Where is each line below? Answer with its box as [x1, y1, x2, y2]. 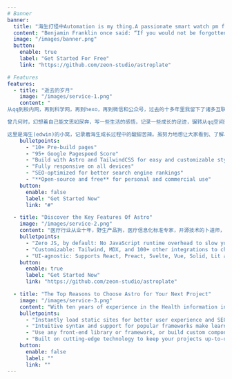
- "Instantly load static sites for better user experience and [25, 316, 215, 323]
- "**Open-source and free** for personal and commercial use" [25, 176, 212, 183]
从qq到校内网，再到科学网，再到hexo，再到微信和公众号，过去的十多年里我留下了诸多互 [7, 106, 221, 113]
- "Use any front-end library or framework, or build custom [25, 329, 206, 336]
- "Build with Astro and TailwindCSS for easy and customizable [25, 157, 215, 164]
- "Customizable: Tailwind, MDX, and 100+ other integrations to [25, 246, 217, 253]
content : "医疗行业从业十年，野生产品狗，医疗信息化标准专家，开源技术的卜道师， [19, 227, 226, 234]
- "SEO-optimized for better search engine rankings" [25, 170, 184, 177]
